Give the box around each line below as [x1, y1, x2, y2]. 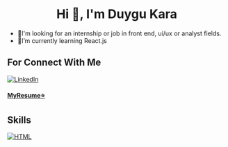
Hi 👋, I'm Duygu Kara [56, 6, 177, 22]
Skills [7, 114, 31, 126]
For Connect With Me [7, 57, 101, 69]
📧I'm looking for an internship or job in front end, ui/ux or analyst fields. [17, 29, 222, 37]
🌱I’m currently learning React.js [17, 36, 108, 44]
